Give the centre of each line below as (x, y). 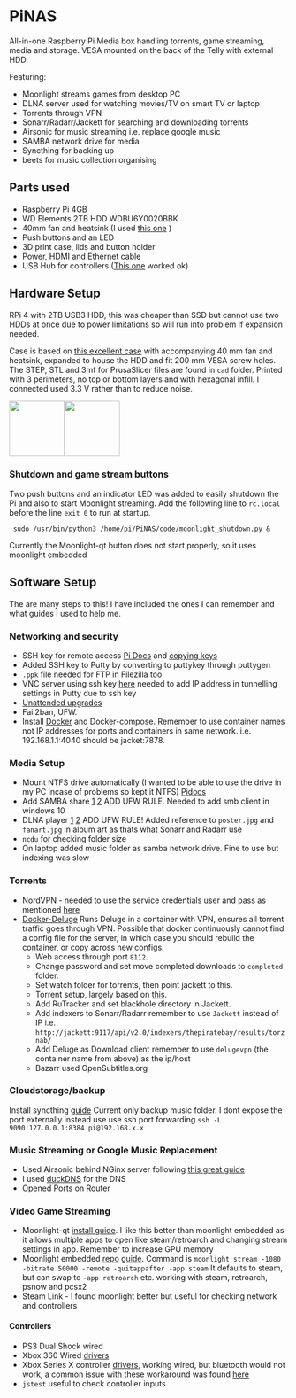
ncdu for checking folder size (74, 839)
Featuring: (28, 76)
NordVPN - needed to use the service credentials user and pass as (144, 900)
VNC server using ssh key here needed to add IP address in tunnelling (149, 683)
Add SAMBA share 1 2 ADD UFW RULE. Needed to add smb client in (145, 801)
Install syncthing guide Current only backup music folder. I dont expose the (146, 1110)
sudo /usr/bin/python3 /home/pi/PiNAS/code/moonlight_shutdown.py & (142, 529)
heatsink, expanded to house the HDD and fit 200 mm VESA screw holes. (143, 360)
